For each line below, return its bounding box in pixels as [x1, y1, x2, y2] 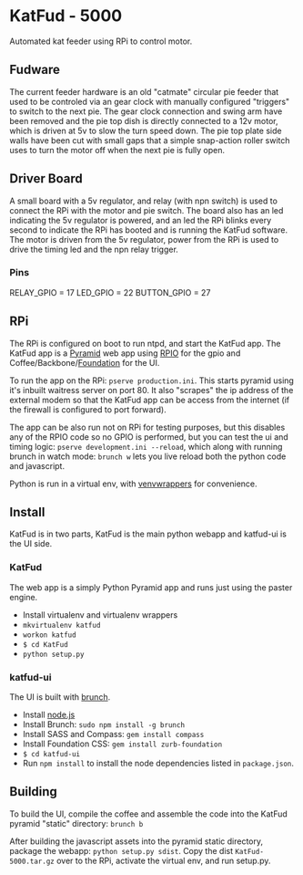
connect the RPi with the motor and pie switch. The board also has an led [9, 204, 284, 215]
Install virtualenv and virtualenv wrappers [22, 609, 178, 620]
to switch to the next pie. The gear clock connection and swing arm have [9, 106, 283, 117]
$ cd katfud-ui [22, 750, 81, 759]
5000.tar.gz [9, 857, 55, 866]
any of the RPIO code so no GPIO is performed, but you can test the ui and [9, 431, 288, 443]
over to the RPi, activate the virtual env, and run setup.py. [56, 855, 271, 866]
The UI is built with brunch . [9, 692, 111, 703]
